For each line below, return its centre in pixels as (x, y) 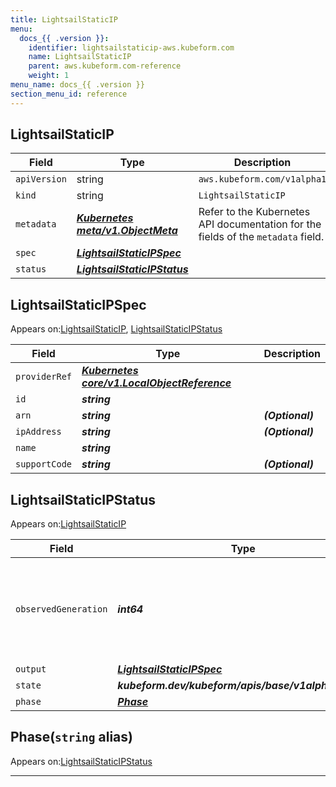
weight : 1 (49, 76)
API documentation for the (260, 224)
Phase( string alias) (71, 737)
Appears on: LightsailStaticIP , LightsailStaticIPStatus (116, 329)
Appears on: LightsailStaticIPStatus (81, 761)
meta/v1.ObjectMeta (127, 231)
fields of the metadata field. (261, 237)
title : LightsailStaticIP (64, 19)
